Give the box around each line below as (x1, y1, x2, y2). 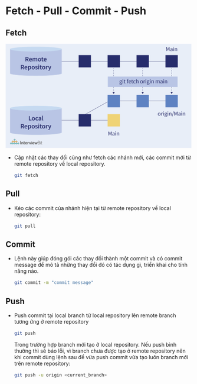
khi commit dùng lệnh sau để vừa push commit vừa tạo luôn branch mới (14, 353, 189, 360)
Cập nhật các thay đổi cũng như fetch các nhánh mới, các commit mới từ (14, 154, 191, 161)
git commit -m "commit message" (14, 280, 94, 286)
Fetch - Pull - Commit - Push (5, 4, 147, 18)
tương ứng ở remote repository (14, 318, 89, 325)
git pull (14, 223, 36, 229)
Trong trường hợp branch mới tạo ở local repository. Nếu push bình (14, 341, 177, 348)
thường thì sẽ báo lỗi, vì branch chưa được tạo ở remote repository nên (14, 347, 186, 354)
